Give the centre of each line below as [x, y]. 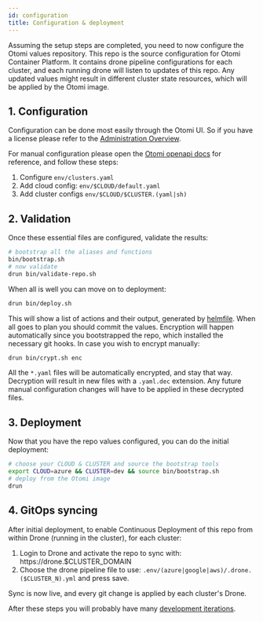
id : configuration [38, 15]
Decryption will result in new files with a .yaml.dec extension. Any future [125, 381]
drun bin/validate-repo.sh [52, 274]
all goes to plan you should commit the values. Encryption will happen [121, 327]
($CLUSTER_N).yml [48, 579]
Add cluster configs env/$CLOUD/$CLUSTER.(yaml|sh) [103, 194]
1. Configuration [48, 111]
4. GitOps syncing [53, 511]
